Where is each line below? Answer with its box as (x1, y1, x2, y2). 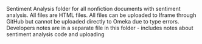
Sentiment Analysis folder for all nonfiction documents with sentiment (6, 5, 181, 12)
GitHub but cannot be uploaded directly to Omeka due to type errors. (6, 18, 179, 25)
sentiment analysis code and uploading (6, 31, 105, 38)
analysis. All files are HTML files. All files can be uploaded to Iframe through (6, 11, 197, 19)
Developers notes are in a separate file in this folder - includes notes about (6, 24, 193, 31)
